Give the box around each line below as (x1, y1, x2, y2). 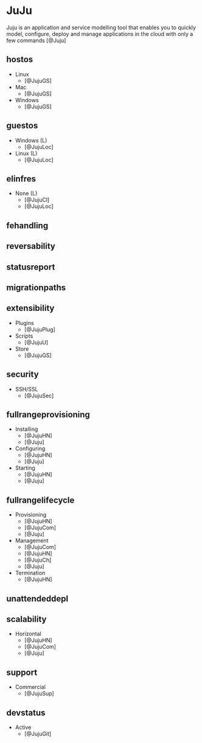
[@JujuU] (24, 338, 49, 346)
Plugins (15, 319, 35, 326)
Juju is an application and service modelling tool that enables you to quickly (6, 24, 197, 31)
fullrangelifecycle (6, 495, 75, 505)
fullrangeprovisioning (6, 409, 90, 420)
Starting (15, 464, 35, 472)
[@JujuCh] (24, 556, 52, 563)
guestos (6, 120, 38, 131)
